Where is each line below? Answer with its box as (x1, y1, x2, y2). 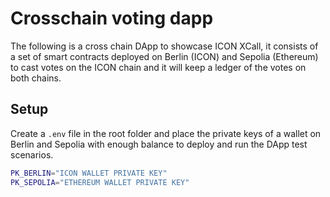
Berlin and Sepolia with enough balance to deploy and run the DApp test (10, 138, 308, 150)
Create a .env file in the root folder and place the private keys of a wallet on (10, 127, 322, 139)
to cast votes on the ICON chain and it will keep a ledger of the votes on (10, 61, 307, 73)
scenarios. (10, 148, 54, 161)
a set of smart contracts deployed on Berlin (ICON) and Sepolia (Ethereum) (10, 50, 319, 62)
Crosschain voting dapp (10, 7, 214, 30)
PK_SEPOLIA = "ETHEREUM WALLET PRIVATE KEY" (10, 177, 190, 187)
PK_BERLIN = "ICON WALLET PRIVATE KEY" (10, 168, 168, 178)
